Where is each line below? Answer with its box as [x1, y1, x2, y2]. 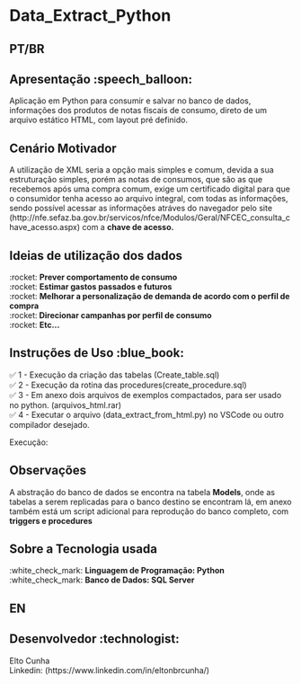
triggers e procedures [9, 515, 93, 526]
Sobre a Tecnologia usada [9, 541, 157, 557]
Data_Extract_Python [9, 5, 172, 26]
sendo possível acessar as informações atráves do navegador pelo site [9, 203, 272, 214]
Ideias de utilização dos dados [9, 248, 182, 263]
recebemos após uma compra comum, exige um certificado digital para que [9, 183, 290, 194]
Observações [9, 463, 87, 478]
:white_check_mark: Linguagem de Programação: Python [9, 565, 225, 576]
